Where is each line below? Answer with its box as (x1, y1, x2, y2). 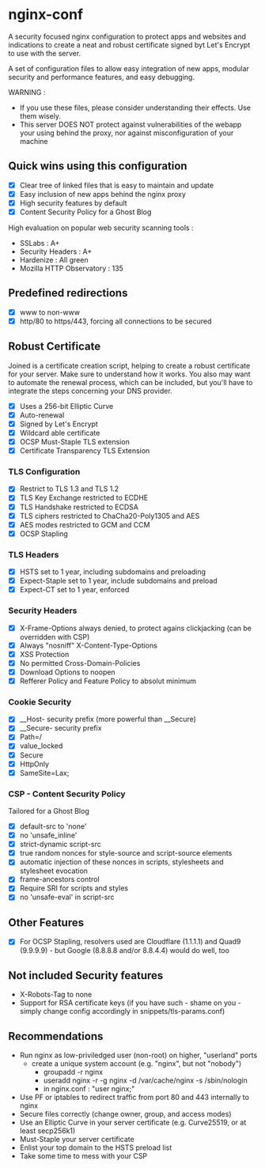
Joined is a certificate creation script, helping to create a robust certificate (8, 361, 251, 370)
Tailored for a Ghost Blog (8, 806, 89, 815)
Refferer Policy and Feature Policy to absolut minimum (19, 676, 196, 686)
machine (19, 136, 49, 146)
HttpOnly (19, 759, 50, 769)
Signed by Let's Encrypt (19, 419, 99, 429)
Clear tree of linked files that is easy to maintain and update (19, 180, 214, 190)
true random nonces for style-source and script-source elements (19, 849, 233, 858)
